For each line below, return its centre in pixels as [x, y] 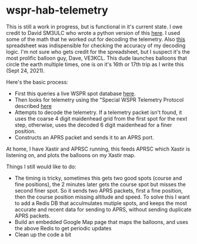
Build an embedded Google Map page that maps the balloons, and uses [101, 222]
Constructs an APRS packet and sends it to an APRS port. [84, 137]
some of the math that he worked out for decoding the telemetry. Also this [96, 39]
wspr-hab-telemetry [57, 10]
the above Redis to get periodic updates [63, 228]
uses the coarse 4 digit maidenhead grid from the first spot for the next [101, 118]
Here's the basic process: [37, 82]
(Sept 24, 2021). [26, 70]
